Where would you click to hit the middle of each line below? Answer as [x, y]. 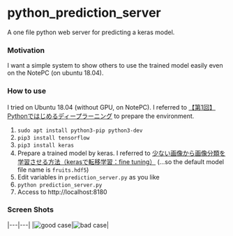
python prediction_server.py [60, 185]
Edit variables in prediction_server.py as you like [88, 177]
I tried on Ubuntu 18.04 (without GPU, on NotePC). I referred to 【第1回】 [112, 107]
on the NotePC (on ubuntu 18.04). [55, 73]
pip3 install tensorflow [53, 138]
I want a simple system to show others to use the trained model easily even [115, 66]
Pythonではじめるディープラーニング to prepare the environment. [101, 116]
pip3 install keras [46, 145]
